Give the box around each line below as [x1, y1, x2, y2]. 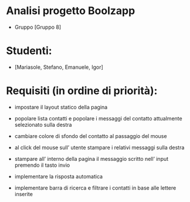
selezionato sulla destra [14, 121, 72, 128]
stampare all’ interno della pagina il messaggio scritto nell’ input [14, 155, 169, 162]
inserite [14, 190, 33, 197]
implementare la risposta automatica [14, 173, 103, 180]
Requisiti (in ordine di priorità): [6, 84, 158, 97]
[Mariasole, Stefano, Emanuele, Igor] [14, 63, 104, 70]
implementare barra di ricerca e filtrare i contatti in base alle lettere [14, 184, 177, 191]
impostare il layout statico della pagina [14, 103, 108, 110]
